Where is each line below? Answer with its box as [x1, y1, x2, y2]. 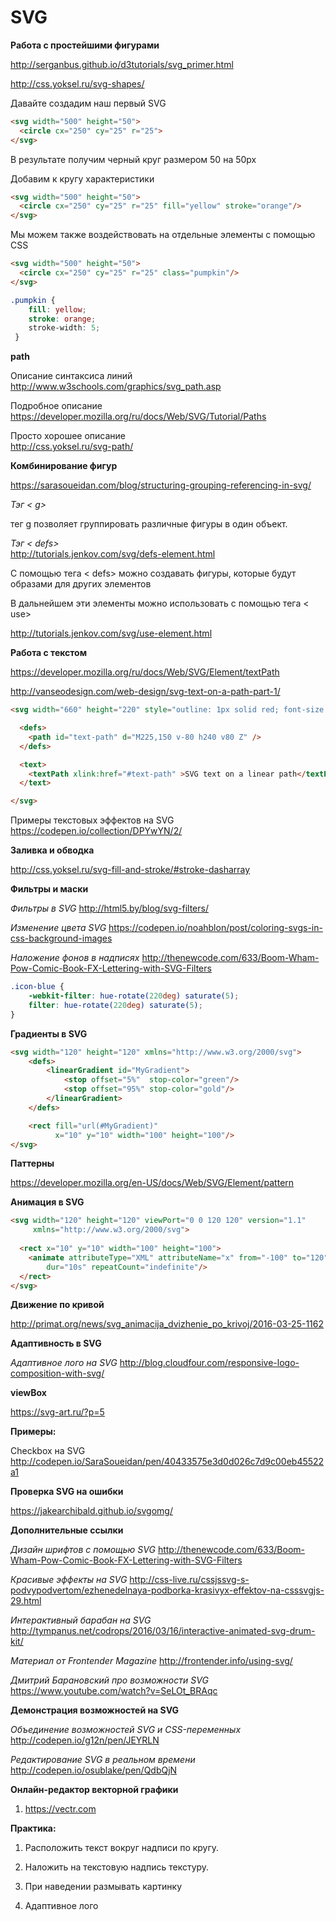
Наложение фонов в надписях [10, 952, 140, 964]
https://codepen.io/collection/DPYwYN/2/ [10, 825, 183, 837]
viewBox [10, 1387, 47, 1399]
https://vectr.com [24, 1803, 97, 1815]
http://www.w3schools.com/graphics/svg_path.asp [10, 381, 222, 393]
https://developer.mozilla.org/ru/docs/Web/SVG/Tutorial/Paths [10, 411, 267, 423]
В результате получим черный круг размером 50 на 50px [10, 153, 257, 165]
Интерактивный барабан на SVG [10, 1614, 152, 1626]
